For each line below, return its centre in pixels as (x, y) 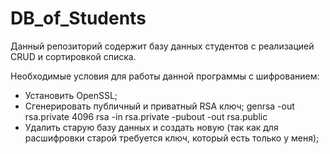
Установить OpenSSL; (71, 95)
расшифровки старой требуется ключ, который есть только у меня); (172, 138)
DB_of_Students (78, 18)
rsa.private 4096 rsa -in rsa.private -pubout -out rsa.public (146, 116)
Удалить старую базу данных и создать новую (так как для (151, 127)
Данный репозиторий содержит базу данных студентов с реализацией (162, 46)
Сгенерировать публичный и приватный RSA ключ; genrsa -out (159, 106)
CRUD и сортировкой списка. (73, 56)
